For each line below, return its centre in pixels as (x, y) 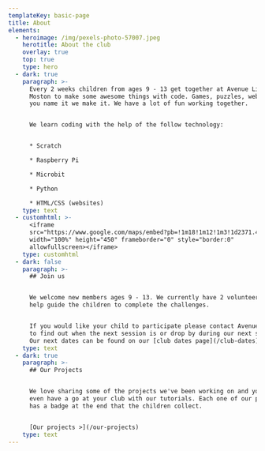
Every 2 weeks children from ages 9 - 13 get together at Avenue (138, 89)
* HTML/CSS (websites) (66, 203)
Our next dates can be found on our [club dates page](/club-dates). (146, 340)
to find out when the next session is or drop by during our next (140, 333)
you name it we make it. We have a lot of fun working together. (138, 103)
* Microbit (47, 175)
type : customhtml (51, 254)
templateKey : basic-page (49, 15)
